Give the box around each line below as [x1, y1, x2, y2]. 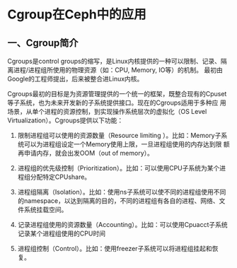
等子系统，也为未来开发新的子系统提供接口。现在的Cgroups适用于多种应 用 [7, 98, 226, 107]
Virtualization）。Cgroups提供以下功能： [7, 116, 124, 124]
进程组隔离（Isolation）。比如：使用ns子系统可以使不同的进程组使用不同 [17, 188, 226, 196]
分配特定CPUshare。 [30, 173, 91, 181]
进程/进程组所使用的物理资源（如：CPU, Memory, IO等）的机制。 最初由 [13, 66, 223, 74]
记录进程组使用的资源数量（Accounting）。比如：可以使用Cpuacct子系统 [17, 221, 228, 228]
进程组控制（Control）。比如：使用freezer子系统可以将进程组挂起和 [17, 245, 212, 252]
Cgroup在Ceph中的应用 [7, 6, 146, 23]
